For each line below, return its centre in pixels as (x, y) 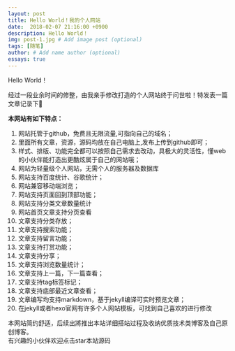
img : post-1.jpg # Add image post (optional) (75, 40)
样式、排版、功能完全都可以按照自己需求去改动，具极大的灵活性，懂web (122, 150)
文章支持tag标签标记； (50, 282)
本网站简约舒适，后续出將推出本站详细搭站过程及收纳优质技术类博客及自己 (115, 323)
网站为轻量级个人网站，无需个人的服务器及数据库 (88, 168)
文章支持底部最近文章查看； (58, 290)
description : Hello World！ (48, 33)
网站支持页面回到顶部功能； (58, 194)
